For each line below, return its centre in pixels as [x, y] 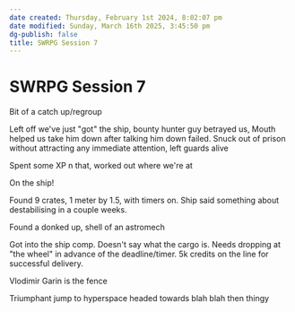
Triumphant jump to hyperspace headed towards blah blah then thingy [139, 299]
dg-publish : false [43, 34]
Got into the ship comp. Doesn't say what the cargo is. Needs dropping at [145, 245]
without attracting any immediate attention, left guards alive [119, 148]
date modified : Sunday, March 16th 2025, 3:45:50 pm [110, 26]
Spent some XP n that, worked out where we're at [101, 166]
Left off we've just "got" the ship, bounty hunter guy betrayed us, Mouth [143, 129]
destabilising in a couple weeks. [68, 210]
